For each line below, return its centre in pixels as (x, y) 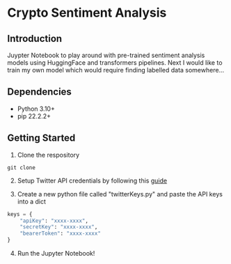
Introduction (35, 39)
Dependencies (39, 92)
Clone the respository (48, 155)
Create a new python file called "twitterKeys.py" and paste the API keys (120, 194)
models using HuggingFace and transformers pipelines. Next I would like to (115, 63)
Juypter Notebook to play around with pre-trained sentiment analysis (106, 55)
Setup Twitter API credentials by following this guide (92, 180)
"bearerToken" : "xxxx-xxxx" (60, 234)
